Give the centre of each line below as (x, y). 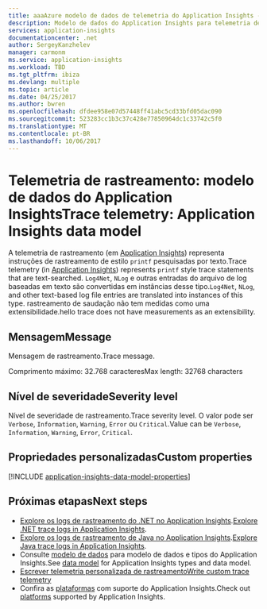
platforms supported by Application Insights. (92, 596)
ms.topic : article (39, 89)
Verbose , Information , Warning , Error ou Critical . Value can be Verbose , (125, 424)
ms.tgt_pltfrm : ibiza (44, 75)
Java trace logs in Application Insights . (83, 545)
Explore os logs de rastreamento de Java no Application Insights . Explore (139, 538)
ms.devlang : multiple (44, 82)
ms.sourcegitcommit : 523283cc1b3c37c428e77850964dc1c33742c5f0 (115, 119)
